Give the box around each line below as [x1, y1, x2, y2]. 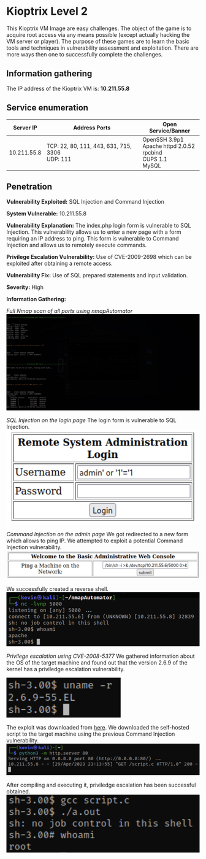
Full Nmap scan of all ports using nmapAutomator [6, 307, 133, 314]
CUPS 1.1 [142, 155, 167, 163]
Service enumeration [6, 102, 89, 113]
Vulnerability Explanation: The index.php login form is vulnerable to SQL [6, 221, 191, 229]
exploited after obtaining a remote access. [6, 260, 113, 267]
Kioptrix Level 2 [6, 4, 88, 18]
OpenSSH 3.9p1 [142, 136, 184, 144]
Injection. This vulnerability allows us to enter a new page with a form [6, 228, 181, 236]
